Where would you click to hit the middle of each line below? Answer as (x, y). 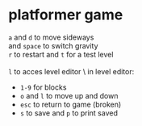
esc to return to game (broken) (71, 104)
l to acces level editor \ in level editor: (71, 71)
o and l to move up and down (69, 95)
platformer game (66, 15)
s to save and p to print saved (69, 113)
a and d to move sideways (51, 37)
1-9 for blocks (43, 87)
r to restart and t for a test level (61, 54)
